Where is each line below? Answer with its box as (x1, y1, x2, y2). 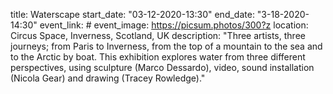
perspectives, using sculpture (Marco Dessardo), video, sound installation (10, 62, 315, 73)
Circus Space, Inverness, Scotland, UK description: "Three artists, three (10, 30, 306, 41)
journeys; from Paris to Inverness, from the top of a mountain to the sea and (10, 40, 323, 52)
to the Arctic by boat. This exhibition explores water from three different (10, 51, 306, 63)
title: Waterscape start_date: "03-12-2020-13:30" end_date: (10, 9, 255, 20)
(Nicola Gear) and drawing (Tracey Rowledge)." (10, 72, 206, 84)
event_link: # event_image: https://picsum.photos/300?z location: (39, 19, 309, 31)
